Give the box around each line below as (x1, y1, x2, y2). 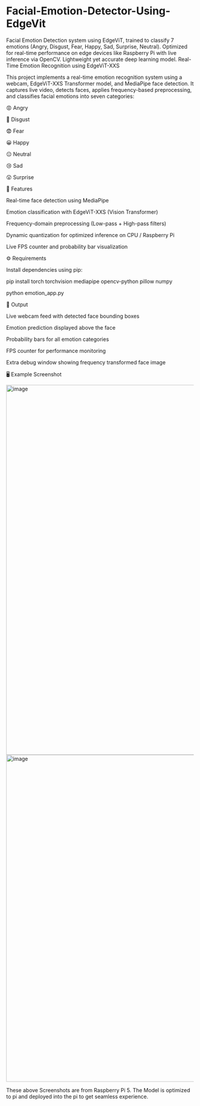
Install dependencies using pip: (6, 266, 83, 273)
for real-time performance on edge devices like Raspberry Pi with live (6, 49, 177, 56)
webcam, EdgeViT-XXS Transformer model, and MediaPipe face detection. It (6, 79, 194, 87)
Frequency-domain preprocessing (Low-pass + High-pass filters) (6, 220, 167, 227)
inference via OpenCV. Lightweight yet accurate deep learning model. (6, 56, 177, 63)
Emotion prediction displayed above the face (6, 324, 116, 331)
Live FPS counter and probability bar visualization (6, 243, 128, 250)
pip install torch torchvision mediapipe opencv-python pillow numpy (6, 278, 173, 285)
